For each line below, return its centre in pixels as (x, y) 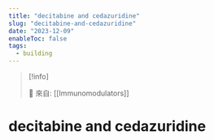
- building (34, 53)
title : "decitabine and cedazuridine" (74, 16)
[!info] (38, 76)
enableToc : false (38, 38)
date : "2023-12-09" (41, 31)
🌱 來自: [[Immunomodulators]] (79, 93)
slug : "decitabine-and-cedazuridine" (72, 23)
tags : (17, 46)
